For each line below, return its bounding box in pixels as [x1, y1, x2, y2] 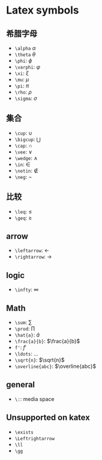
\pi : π [14, 82, 29, 89]
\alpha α [14, 45, 36, 51]
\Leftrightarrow [14, 435, 55, 442]
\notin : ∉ [14, 167, 38, 174]
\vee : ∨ [14, 148, 32, 155]
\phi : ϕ [14, 57, 32, 64]
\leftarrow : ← [14, 247, 50, 254]
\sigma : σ [14, 95, 37, 102]
